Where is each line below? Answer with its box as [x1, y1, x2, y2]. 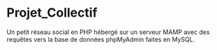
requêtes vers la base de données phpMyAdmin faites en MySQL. [6, 35, 195, 43]
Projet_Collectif [6, 5, 98, 21]
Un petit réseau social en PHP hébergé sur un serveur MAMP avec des [6, 28, 210, 36]
